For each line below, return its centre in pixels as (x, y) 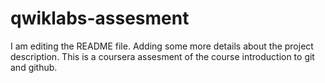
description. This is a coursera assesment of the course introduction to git (162, 56)
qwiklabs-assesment (100, 18)
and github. (34, 67)
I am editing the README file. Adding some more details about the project (162, 46)
